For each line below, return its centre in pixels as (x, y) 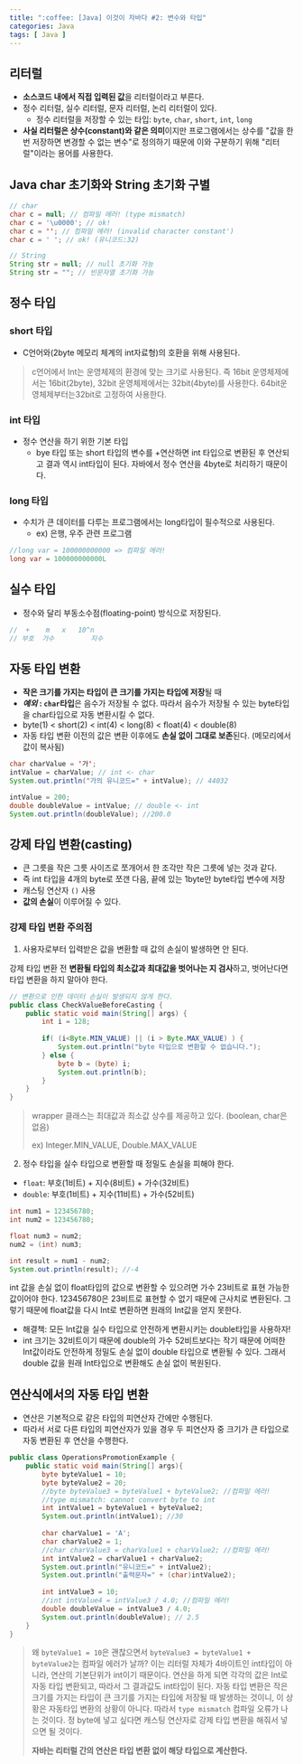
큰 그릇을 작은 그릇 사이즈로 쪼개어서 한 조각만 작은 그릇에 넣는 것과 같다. (150, 868)
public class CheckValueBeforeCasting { (87, 1005)
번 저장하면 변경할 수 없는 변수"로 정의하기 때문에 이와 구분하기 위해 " (144, 142)
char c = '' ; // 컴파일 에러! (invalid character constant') (122, 231)
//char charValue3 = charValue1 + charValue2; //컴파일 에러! (156, 1550)
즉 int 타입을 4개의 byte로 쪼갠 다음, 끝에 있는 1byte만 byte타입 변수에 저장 (154, 879)
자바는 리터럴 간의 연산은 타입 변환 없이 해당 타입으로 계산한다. (139, 1750)
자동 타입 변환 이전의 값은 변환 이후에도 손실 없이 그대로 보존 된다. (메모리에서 (156, 736)
